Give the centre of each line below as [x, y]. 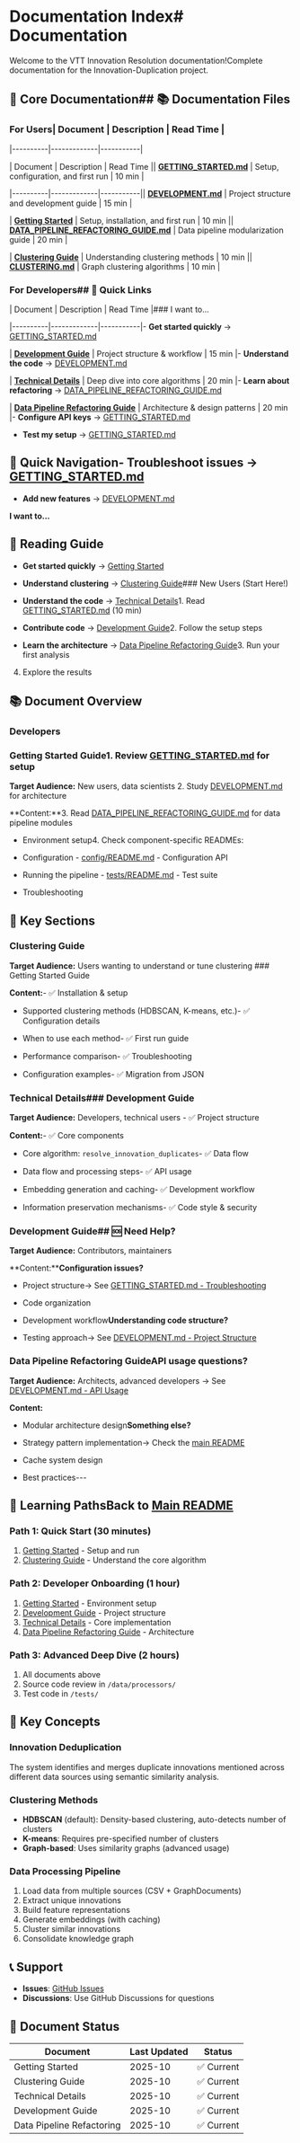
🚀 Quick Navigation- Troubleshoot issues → [134, 463]
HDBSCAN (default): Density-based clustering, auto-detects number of [154, 1820]
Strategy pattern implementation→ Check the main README [133, 1442]
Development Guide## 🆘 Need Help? [93, 1231]
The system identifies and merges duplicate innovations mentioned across [147, 1767]
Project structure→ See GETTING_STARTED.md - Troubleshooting [144, 1286]
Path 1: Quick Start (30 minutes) [80, 1531]
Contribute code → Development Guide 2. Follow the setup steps [142, 627]
